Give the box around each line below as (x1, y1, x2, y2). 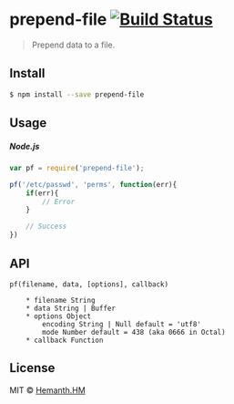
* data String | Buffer (25, 304, 117, 313)
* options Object (25, 311, 92, 321)
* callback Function (25, 336, 104, 345)
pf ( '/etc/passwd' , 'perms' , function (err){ (9, 180, 178, 189)
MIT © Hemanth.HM (9, 384, 86, 396)
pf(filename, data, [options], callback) (9, 279, 169, 289)
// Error (42, 197, 76, 206)
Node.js (9, 140, 40, 151)
